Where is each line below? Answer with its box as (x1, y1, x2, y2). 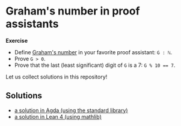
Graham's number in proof (5, 4, 140, 18)
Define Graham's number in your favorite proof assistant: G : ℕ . (14, 48, 173, 55)
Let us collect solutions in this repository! (5, 73, 108, 80)
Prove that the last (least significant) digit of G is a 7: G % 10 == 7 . (14, 61, 176, 69)
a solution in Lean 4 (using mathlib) (14, 113, 102, 120)
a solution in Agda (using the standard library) (14, 107, 128, 114)
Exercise (5, 37, 28, 44)
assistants (5, 17, 59, 31)
